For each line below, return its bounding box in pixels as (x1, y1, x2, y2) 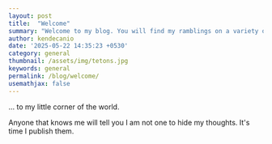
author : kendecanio (8, 34, 74, 43)
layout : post (8, 11, 53, 20)
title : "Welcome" (8, 19, 70, 28)
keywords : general (8, 65, 70, 73)
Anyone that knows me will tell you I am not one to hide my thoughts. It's (8, 117, 250, 127)
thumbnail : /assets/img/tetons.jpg (8, 57, 129, 66)
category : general (8, 49, 70, 57)
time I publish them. (8, 126, 74, 136)
